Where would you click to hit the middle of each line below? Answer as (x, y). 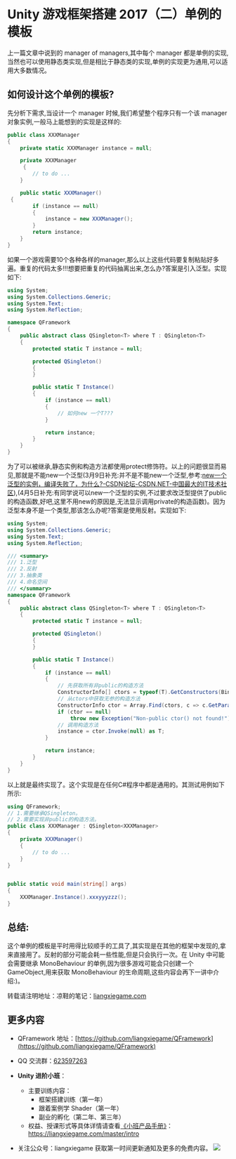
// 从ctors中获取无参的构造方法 (99, 699)
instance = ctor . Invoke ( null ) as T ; (111, 731)
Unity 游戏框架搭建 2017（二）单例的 (114, 14)
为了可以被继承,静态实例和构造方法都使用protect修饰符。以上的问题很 (108, 466)
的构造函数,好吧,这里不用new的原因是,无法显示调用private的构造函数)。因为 (117, 502)
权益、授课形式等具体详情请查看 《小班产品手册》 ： (100, 1125)
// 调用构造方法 (78, 725)
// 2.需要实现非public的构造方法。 (53, 820)
